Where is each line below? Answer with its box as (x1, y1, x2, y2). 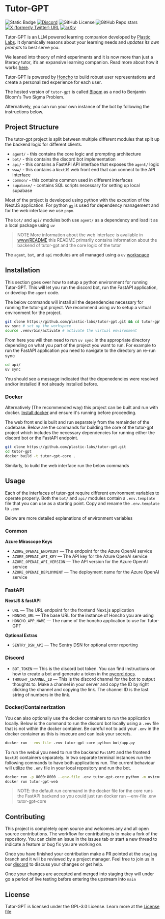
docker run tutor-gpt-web (5, 779, 58, 784)
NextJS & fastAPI (5, 598, 41, 603)
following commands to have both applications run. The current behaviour (5, 760, 155, 765)
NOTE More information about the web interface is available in (17, 232, 143, 238)
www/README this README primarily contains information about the (17, 237, 157, 243)
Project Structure (5, 123, 59, 131)
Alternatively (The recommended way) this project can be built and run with (5, 405, 158, 411)
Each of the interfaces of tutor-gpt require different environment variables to (5, 490, 160, 496)
